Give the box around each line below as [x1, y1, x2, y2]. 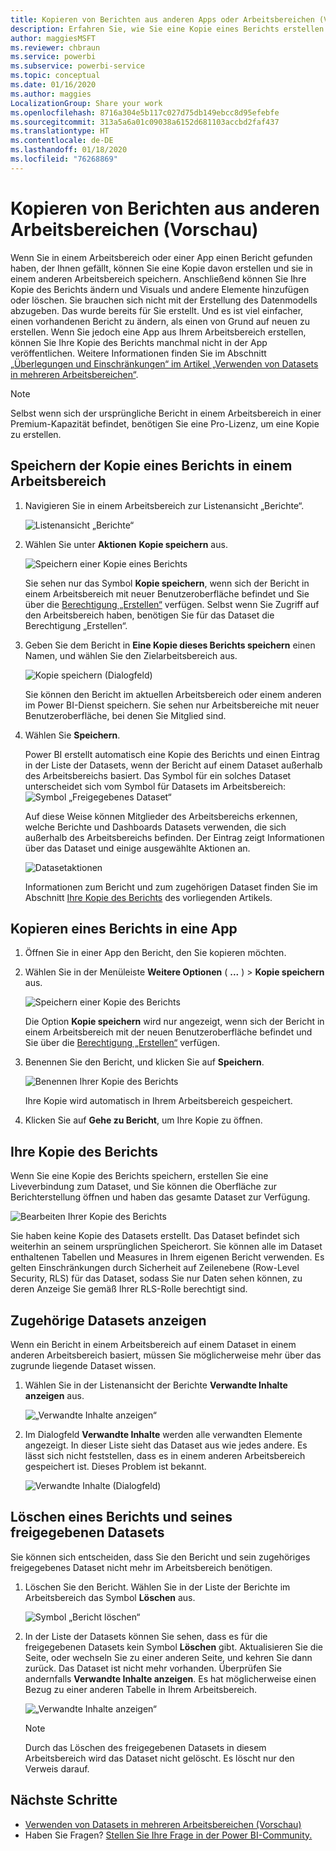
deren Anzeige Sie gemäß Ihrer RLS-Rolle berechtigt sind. [10, 1283, 248, 1295]
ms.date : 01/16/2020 [10, 80, 97, 90]
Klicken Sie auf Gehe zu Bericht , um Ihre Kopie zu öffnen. [24, 1114, 263, 1126]
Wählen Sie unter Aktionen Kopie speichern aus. [24, 538, 228, 550]
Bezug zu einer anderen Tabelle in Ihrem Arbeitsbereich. [24, 1683, 258, 1695]
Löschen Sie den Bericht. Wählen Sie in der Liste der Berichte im [24, 1581, 291, 1593]
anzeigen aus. [24, 1389, 85, 1401]
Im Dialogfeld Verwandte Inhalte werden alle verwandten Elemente [24, 1428, 303, 1440]
